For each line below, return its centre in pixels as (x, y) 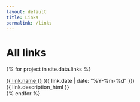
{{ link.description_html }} (38, 87)
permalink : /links (29, 23)
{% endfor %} (23, 94)
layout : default (26, 12)
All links (26, 52)
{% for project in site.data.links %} (48, 69)
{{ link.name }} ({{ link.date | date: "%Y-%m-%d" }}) (70, 81)
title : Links (22, 17)
